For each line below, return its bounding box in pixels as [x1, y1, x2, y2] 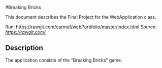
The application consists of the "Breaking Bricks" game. [5, 57, 122, 63]
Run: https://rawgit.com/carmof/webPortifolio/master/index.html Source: [5, 24, 157, 30]
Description [5, 44, 43, 52]
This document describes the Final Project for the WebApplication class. [5, 14, 156, 20]
